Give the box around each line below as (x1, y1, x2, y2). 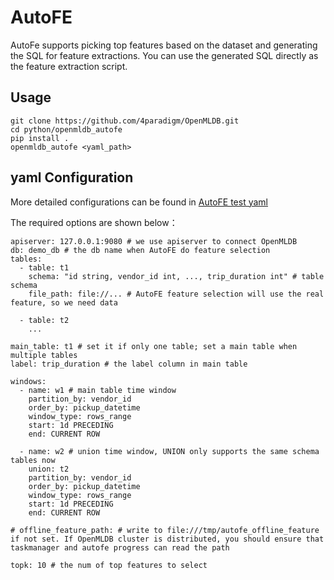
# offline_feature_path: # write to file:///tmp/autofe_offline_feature (10, 525, 320, 535)
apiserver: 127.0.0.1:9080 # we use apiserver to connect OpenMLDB (10, 236, 298, 246)
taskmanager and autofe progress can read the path (10, 542, 230, 553)
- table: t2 (19, 315, 70, 325)
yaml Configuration (10, 169, 134, 186)
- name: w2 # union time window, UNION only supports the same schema (19, 446, 320, 456)
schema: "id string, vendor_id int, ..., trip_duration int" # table (28, 271, 325, 281)
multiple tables (10, 350, 78, 360)
